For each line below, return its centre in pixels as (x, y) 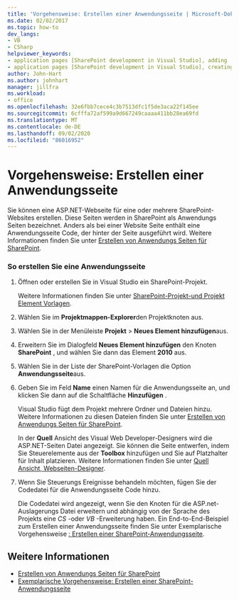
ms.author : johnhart (38, 80)
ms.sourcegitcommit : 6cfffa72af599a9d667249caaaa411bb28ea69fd (103, 113)
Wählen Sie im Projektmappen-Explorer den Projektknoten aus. (111, 317)
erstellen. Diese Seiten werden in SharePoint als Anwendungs (126, 218)
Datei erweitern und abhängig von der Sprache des (135, 512)
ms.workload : (27, 93)
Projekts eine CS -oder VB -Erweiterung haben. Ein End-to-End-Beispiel (123, 519)
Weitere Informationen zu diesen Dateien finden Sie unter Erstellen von (121, 417)
